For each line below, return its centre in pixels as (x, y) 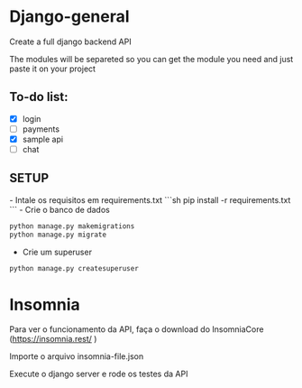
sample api (43, 139)
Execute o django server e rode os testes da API (99, 374)
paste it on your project (53, 69)
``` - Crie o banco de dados (59, 209)
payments (41, 129)
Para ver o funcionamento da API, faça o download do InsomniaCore (137, 329)
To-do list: (39, 97)
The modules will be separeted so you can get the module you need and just (151, 59)
